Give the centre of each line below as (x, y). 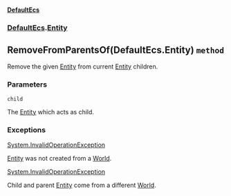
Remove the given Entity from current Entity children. (83, 66)
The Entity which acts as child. (51, 112)
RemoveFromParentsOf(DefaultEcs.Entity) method (116, 50)
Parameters (27, 84)
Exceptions (27, 130)
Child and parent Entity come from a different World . (82, 185)
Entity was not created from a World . (59, 158)
